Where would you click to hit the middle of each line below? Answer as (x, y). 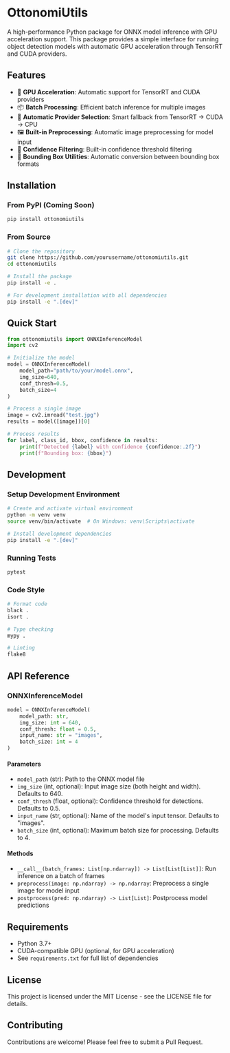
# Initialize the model (41, 358)
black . (18, 610)
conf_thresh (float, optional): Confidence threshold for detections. (110, 801)
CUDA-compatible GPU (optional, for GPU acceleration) (96, 951)
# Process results (33, 434)
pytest (16, 572)
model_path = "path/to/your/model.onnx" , (77, 371)
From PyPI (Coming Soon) (51, 205)
